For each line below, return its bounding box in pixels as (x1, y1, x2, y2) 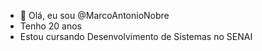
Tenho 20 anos (19, 20, 83, 32)
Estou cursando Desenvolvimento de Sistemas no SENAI (19, 31, 253, 42)
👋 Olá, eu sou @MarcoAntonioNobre (19, 10, 170, 21)
